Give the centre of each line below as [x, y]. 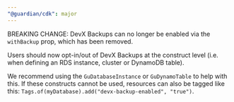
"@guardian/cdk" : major [42, 14]
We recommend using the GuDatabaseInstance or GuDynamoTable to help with [117, 76]
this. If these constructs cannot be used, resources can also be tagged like [116, 83]
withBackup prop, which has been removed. [70, 41]
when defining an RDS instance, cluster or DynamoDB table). [96, 62]
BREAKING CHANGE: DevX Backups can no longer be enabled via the [109, 34]
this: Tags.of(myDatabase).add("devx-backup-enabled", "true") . [101, 91]
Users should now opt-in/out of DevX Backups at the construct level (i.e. [113, 55]
